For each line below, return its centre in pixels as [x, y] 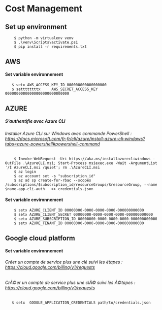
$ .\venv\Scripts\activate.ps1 [46, 42]
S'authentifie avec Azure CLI [35, 121]
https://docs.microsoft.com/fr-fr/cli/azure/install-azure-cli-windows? [75, 138]
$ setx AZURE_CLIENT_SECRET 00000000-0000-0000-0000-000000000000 [83, 214]
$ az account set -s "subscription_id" [55, 176]
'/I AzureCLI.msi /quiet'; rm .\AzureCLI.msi [52, 167]
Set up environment [36, 27]
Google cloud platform [40, 238]
